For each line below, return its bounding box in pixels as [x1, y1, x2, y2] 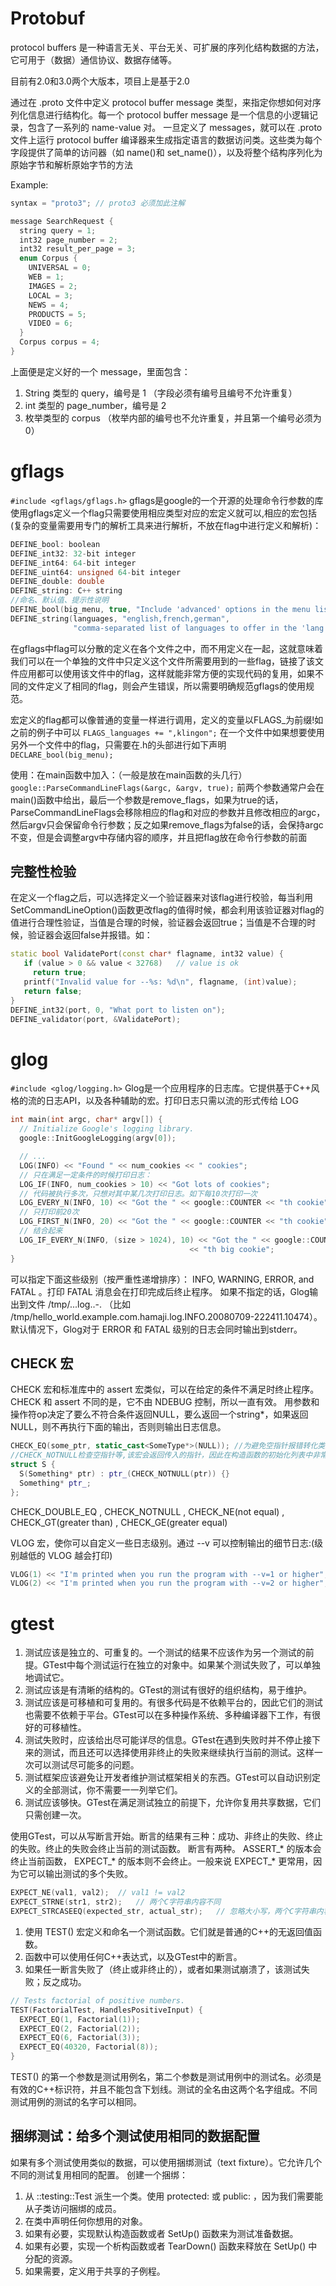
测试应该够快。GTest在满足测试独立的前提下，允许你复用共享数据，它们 [24, 1797, 321, 1809]
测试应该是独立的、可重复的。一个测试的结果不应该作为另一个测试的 [24, 1647, 306, 1659]
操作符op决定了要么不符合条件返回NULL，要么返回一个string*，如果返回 [10, 1408, 309, 1421]
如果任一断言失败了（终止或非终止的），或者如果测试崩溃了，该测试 [24, 1963, 302, 1975]
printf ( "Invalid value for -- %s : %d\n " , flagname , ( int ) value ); [23, 977, 298, 987]
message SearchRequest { [10, 216, 114, 226]
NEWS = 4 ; [28, 300, 70, 310]
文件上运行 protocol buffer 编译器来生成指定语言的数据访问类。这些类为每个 [10, 133, 323, 146]
